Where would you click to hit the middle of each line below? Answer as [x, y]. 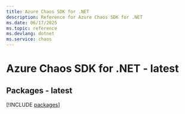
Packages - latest [39, 91]
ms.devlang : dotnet [30, 34]
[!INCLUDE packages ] [33, 105]
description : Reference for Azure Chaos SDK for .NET [75, 17]
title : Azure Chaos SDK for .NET [48, 12]
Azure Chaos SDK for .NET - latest [92, 69]
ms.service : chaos [29, 39]
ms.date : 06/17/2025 [32, 23]
